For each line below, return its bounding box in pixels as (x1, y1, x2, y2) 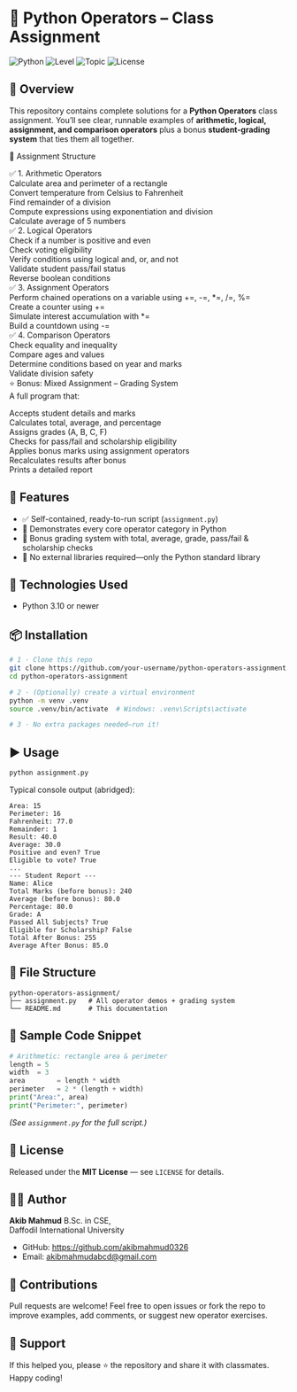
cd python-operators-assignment (9, 672, 128, 680)
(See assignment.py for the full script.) (9, 1116, 148, 1128)
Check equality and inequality (9, 339, 118, 350)
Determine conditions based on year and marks (9, 358, 183, 369)
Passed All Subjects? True (9, 918, 109, 927)
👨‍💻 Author (9, 1192, 67, 1207)
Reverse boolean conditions (9, 272, 110, 283)
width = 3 (9, 1068, 49, 1077)
